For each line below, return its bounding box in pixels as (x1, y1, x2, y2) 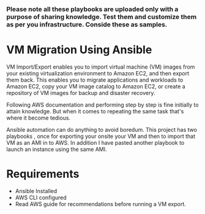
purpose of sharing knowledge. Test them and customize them (6, 12, 197, 21)
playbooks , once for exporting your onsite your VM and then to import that (6, 132, 196, 140)
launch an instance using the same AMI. (6, 145, 107, 153)
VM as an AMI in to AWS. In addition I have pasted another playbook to (6, 139, 185, 146)
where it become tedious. (6, 114, 71, 121)
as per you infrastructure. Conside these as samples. (6, 20, 168, 29)
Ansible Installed (15, 187, 58, 194)
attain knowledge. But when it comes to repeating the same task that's (6, 107, 184, 115)
